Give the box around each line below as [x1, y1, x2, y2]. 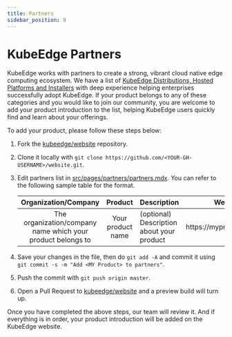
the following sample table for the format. [17, 181, 135, 190]
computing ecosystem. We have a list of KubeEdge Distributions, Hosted [7, 77, 214, 85]
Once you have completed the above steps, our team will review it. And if [7, 308, 215, 316]
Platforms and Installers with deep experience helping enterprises [7, 84, 195, 92]
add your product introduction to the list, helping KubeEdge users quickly [7, 106, 215, 114]
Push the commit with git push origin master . [17, 273, 151, 282]
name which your [32, 227, 88, 236]
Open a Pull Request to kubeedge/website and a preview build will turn [17, 287, 219, 296]
